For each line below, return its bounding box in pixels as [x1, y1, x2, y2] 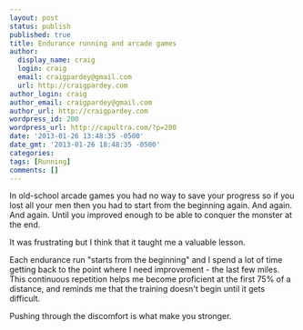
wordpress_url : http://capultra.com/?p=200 [9, 124, 177, 133]
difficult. [9, 293, 41, 305]
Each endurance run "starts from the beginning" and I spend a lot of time [9, 255, 283, 265]
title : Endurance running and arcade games [9, 38, 177, 48]
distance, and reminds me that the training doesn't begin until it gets [9, 284, 266, 295]
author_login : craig [9, 89, 88, 98]
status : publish [9, 22, 71, 31]
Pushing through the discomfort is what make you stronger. [9, 311, 232, 322]
